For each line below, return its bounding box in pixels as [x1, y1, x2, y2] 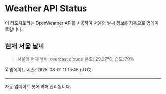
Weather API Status [5, 3, 87, 14]
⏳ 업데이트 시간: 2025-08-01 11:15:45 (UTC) [5, 66, 92, 72]
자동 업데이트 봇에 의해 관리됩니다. [5, 83, 71, 89]
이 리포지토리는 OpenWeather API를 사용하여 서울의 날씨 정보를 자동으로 [5, 20, 146, 26]
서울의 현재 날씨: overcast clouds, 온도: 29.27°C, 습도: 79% [17, 56, 135, 62]
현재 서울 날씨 [5, 42, 44, 50]
